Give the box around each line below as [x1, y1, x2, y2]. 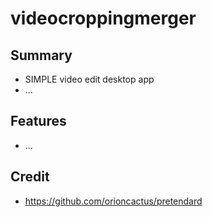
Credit [10, 168, 50, 186]
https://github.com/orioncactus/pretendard [24, 195, 203, 207]
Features [10, 113, 67, 130]
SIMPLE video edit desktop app [24, 73, 155, 85]
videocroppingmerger [10, 7, 197, 30]
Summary [10, 47, 73, 64]
